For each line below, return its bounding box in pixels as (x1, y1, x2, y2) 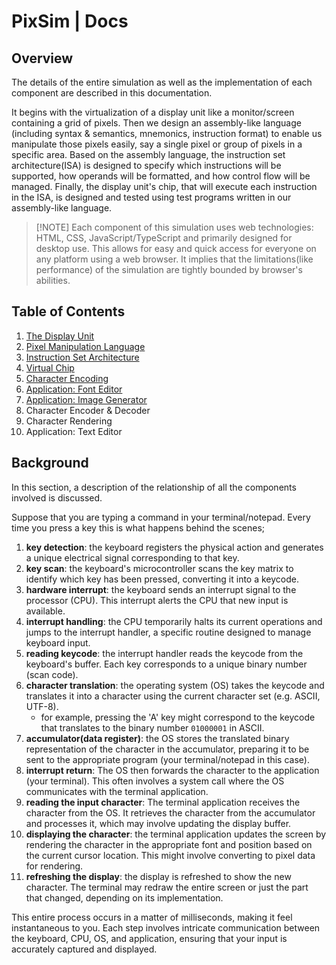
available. (25, 605, 66, 617)
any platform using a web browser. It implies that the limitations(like (35, 253, 314, 265)
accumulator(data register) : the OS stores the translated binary (25, 732, 290, 744)
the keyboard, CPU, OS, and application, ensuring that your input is (11, 932, 288, 944)
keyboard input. (25, 636, 91, 649)
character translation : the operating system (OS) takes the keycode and (25, 679, 325, 691)
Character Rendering (25, 415, 113, 427)
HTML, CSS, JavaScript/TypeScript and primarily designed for (35, 232, 293, 244)
